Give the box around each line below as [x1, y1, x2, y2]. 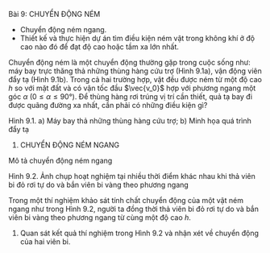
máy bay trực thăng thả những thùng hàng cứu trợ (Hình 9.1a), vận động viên [8, 66, 262, 76]
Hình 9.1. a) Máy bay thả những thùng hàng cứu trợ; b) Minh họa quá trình [8, 116, 252, 126]
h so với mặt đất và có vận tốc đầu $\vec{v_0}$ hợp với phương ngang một [8, 83, 256, 93]
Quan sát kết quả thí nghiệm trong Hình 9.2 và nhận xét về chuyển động [19, 228, 260, 238]
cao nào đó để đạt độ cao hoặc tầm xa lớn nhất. [19, 42, 180, 52]
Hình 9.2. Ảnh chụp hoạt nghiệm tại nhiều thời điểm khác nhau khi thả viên [8, 172, 255, 180]
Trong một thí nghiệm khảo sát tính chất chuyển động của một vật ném [8, 196, 244, 205]
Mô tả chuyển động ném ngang [8, 156, 113, 165]
